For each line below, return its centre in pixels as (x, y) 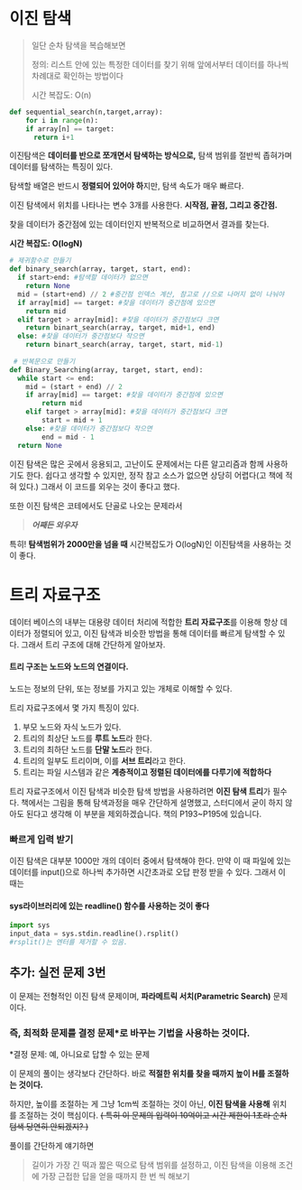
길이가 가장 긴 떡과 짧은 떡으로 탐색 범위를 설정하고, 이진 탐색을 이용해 (154, 1165)
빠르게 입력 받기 (41, 839)
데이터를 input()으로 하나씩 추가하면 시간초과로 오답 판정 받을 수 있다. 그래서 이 (147, 872)
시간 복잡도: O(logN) (46, 244)
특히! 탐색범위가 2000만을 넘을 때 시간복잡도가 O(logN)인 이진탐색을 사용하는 (146, 544)
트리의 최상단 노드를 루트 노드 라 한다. (87, 738)
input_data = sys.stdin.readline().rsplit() (94, 934)
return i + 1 (54, 137)
